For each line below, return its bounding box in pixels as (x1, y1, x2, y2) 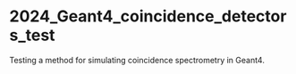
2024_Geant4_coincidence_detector (9, 6, 287, 27)
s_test (9, 25, 55, 45)
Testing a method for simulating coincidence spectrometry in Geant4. (9, 54, 266, 65)
